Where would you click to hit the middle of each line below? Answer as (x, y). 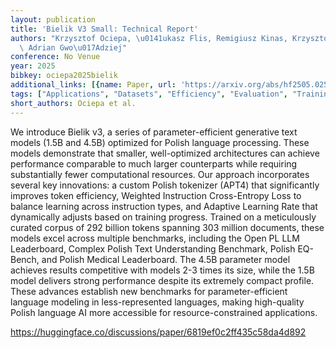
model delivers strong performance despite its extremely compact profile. (162, 280)
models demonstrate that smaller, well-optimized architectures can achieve (165, 153)
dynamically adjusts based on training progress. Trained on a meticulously (163, 217)
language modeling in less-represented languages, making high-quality (157, 302)
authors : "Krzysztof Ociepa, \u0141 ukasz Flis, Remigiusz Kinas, (149, 38)
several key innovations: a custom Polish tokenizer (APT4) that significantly (165, 185)
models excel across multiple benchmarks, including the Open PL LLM (155, 238)
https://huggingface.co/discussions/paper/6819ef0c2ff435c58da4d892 (158, 332)
